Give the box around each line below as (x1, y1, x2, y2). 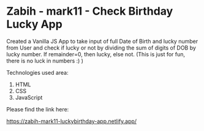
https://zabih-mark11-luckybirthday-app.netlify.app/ (6, 118, 137, 125)
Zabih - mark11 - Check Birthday (6, 4, 173, 18)
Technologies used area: (6, 69, 69, 76)
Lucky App (6, 17, 62, 31)
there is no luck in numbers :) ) (6, 57, 84, 64)
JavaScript (15, 94, 43, 101)
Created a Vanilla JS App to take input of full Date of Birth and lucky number (6, 37, 198, 45)
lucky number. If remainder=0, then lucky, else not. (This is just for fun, (6, 50, 186, 58)
